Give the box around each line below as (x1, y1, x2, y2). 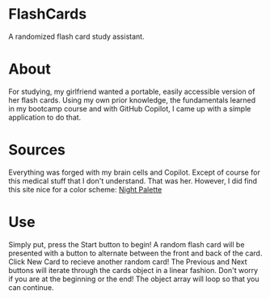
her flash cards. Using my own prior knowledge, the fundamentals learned (8, 95, 256, 105)
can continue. (8, 282, 54, 292)
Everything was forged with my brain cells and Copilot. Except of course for (8, 167, 260, 177)
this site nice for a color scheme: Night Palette (8, 184, 162, 194)
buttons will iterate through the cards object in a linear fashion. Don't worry (8, 265, 259, 275)
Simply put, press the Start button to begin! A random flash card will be (8, 239, 245, 249)
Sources (8, 141, 66, 159)
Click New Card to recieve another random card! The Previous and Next (8, 256, 248, 267)
